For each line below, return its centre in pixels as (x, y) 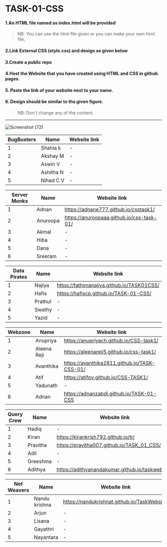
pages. (12, 79)
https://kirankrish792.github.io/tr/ (96, 437)
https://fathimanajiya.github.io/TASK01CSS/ (108, 285)
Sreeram (46, 256)
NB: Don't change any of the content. (55, 112)
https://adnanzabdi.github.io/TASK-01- (110, 394)
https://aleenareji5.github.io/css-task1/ (110, 352)
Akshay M (52, 156)
